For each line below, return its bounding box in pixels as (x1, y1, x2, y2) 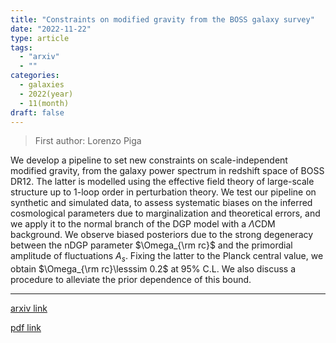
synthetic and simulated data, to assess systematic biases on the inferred (10, 197, 313, 209)
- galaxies (19, 80, 65, 90)
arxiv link (10, 302, 48, 315)
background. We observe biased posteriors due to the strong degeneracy (10, 229, 314, 241)
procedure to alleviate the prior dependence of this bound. (10, 274, 252, 286)
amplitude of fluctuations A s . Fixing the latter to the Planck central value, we (10, 250, 324, 265)
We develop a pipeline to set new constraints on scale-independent (10, 154, 288, 166)
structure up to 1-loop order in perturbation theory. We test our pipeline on (10, 186, 317, 198)
